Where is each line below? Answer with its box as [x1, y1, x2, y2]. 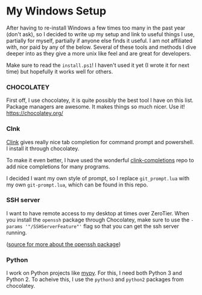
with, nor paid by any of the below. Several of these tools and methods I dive [6, 43, 197, 51]
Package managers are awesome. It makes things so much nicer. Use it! [6, 103, 185, 110]
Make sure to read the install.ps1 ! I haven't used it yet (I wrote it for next [6, 62, 189, 69]
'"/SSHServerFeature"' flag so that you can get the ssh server [25, 222, 180, 230]
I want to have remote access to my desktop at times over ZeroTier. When [6, 209, 190, 217]
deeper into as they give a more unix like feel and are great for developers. [6, 49, 192, 57]
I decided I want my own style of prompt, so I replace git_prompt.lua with [6, 174, 190, 182]
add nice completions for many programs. [6, 163, 110, 170]
